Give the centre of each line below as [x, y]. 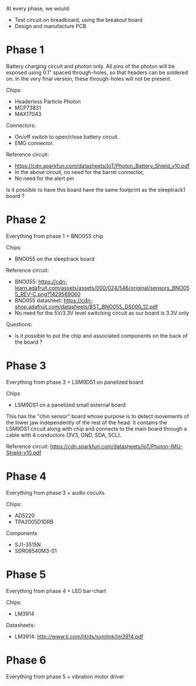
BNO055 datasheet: [38, 300]
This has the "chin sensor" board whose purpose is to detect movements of [98, 416]
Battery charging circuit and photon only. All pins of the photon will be [90, 66]
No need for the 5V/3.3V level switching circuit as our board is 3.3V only [102, 313]
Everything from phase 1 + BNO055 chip [55, 236]
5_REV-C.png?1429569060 [48, 294]
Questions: [19, 324]
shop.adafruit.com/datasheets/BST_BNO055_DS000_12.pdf [86, 307]
